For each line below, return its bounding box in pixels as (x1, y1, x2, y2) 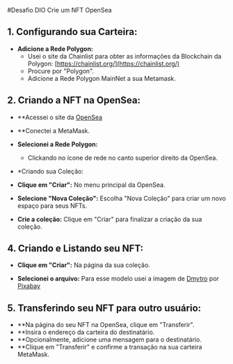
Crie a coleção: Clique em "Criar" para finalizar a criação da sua (17, 215, 202, 223)
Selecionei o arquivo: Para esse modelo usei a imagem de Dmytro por (17, 275, 219, 283)
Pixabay (17, 282, 40, 290)
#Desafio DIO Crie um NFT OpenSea (7, 6, 113, 14)
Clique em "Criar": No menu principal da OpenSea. (17, 181, 166, 189)
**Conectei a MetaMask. (17, 126, 90, 135)
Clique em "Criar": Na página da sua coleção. (17, 261, 151, 269)
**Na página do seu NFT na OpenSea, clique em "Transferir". (17, 321, 195, 329)
